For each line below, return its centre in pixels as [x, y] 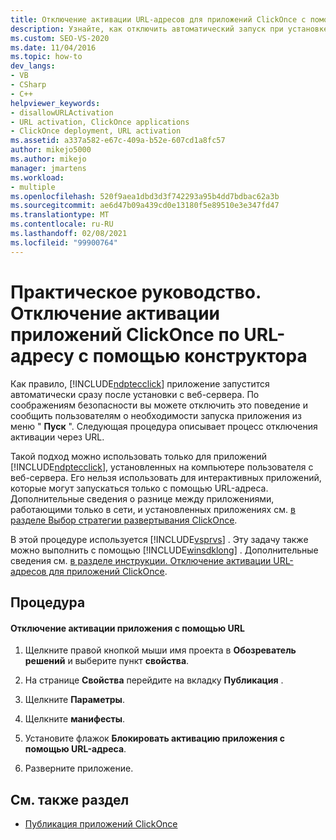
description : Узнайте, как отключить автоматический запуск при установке [169, 29]
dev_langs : [33, 66]
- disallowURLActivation [62, 112]
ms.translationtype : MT [60, 215]
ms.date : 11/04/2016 [53, 47]
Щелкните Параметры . [74, 700]
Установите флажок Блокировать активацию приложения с [154, 738]
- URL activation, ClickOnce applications [100, 122]
